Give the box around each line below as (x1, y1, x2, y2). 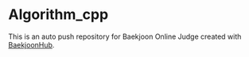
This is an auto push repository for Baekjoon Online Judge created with (8, 32, 242, 41)
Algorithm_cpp (8, 6, 109, 24)
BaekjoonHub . (8, 40, 55, 49)
